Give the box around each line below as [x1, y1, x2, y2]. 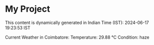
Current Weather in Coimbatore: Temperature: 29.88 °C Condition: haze [5, 34, 150, 40]
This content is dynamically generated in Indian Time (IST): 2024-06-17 [5, 20, 149, 25]
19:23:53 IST [5, 24, 31, 30]
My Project [5, 3, 50, 15]
